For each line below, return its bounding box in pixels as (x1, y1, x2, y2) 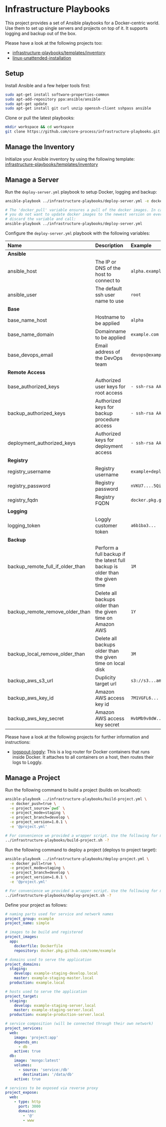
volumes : (14, 1063, 32, 1068)
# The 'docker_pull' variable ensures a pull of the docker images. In (5, 207, 156, 212)
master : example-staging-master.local (14, 976, 94, 981)
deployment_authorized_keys (7, 440, 76, 446)
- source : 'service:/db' (18, 1067, 70, 1072)
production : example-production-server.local (9, 1012, 105, 1017)
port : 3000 (18, 1104, 41, 1109)
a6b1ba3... (130, 523, 157, 528)
